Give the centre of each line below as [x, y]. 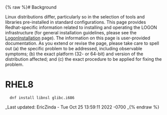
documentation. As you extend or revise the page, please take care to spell [82, 43]
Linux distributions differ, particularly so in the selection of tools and [75, 17]
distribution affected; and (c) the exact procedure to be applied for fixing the [83, 59]
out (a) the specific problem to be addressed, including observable [74, 49]
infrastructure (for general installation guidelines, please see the [71, 33]
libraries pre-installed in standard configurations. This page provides [76, 22]
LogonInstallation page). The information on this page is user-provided [78, 38]
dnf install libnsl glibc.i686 [42, 98]
